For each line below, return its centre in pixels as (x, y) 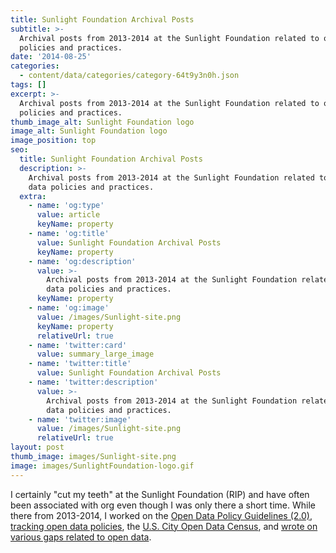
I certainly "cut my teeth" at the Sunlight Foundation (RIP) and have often (160, 494)
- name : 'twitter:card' (78, 345)
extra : (33, 196)
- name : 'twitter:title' (80, 364)
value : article (68, 215)
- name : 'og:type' (66, 206)
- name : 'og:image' (69, 308)
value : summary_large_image (95, 354)
